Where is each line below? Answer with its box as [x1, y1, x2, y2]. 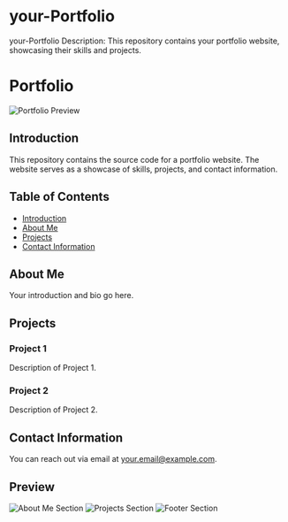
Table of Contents [9, 189, 110, 204]
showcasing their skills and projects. [9, 44, 141, 55]
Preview [9, 480, 56, 495]
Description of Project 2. [9, 404, 99, 415]
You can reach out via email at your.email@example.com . [9, 454, 218, 464]
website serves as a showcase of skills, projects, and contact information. [9, 164, 278, 174]
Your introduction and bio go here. [9, 290, 134, 301]
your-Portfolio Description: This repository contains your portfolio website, [9, 35, 280, 46]
